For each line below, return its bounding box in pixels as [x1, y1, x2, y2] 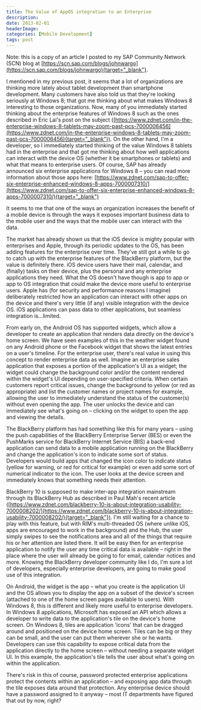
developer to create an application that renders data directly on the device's [6, 331, 194, 337]
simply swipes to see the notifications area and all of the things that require [6, 533, 192, 540]
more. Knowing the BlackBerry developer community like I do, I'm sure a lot [6, 558, 193, 565]
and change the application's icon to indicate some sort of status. [6, 451, 169, 458]
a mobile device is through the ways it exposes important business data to [6, 211, 190, 218]
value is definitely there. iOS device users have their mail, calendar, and [6, 261, 183, 268]
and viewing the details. [6, 414, 65, 420]
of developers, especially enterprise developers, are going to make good [6, 565, 186, 572]
